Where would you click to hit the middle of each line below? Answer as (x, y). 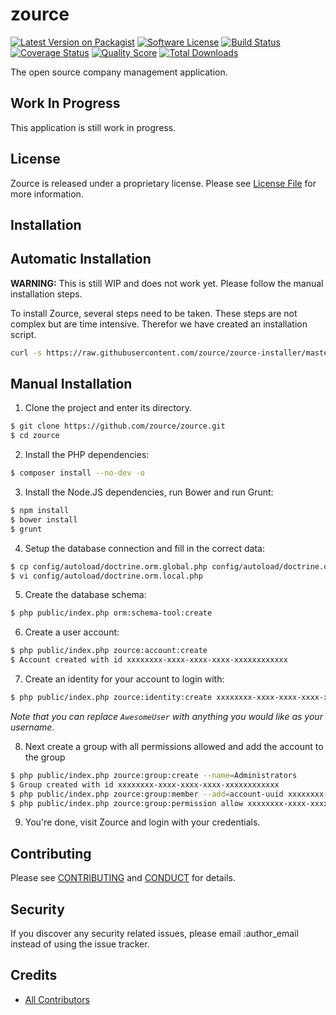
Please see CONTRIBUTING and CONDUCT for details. (123, 878)
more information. (47, 194)
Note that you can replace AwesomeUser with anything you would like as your (166, 716)
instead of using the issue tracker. (80, 944)
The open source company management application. (119, 72)
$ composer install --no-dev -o (77, 473)
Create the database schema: (85, 595)
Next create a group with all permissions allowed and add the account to (174, 746)
